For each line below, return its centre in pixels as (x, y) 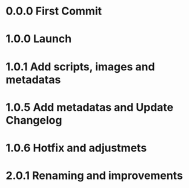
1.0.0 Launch (39, 39)
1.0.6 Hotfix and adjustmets (76, 148)
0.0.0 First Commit (54, 11)
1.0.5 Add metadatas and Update (90, 107)
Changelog (34, 120)
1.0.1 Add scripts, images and (80, 66)
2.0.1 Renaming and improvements (94, 176)
